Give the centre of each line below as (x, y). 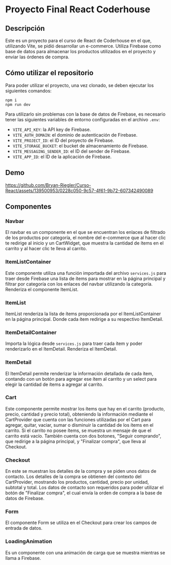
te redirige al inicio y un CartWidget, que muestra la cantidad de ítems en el (84, 243)
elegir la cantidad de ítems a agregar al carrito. (54, 384)
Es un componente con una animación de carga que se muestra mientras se (85, 552)
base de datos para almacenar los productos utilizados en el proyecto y (80, 51)
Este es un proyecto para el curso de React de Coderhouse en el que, (79, 40)
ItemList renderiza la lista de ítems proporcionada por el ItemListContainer (83, 314)
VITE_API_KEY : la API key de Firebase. (52, 129)
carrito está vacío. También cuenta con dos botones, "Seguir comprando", (83, 436)
